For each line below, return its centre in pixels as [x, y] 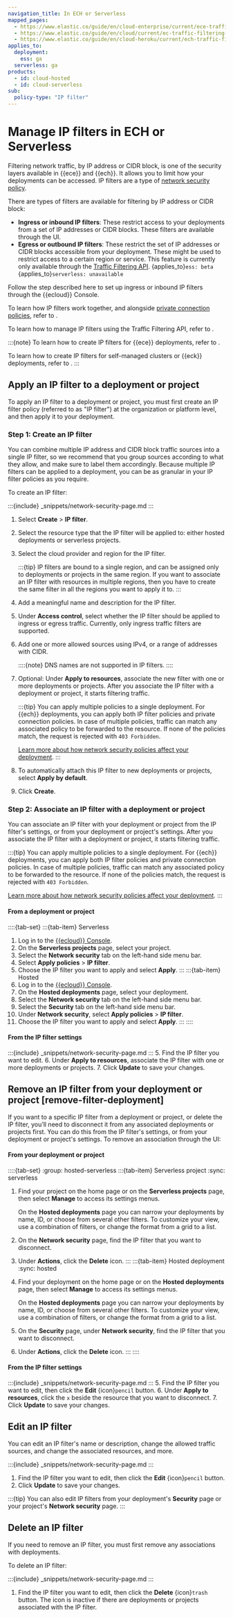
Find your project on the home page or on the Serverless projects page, [121, 1191]
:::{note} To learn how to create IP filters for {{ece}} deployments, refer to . [114, 342]
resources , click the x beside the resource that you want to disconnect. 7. [113, 1397]
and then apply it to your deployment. [61, 416]
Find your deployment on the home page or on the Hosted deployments [121, 1282]
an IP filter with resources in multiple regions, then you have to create [117, 582]
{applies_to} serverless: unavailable [71, 273]
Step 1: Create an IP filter [50, 434]
